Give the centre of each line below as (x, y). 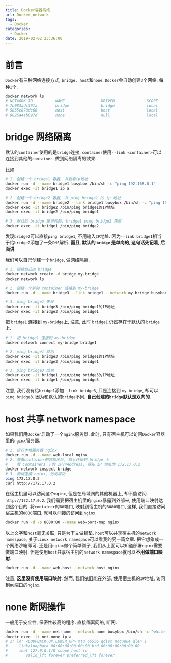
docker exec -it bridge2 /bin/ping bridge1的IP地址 (60, 207)
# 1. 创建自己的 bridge (28, 269)
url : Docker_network (27, 15)
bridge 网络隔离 (38, 137)
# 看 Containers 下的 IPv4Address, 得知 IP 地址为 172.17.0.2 (73, 464)
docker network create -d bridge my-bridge (52, 274)
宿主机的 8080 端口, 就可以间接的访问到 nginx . (51, 513)
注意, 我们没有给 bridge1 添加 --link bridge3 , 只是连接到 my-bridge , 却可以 (82, 390)
